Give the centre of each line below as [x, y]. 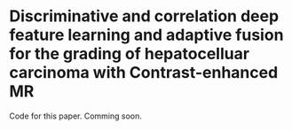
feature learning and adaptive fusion [146, 35]
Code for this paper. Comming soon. [75, 116]
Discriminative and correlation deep [144, 16]
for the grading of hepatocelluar [130, 54]
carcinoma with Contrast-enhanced [144, 73]
